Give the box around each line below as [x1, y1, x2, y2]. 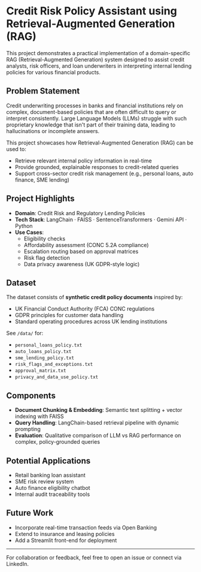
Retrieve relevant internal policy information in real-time [14, 157, 153, 164]
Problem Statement [6, 86, 80, 97]
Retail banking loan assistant [14, 472, 86, 478]
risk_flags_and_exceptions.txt [14, 362, 93, 368]
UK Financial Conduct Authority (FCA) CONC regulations [14, 305, 155, 312]
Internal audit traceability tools [14, 490, 90, 498]
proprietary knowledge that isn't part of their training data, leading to [6, 121, 176, 128]
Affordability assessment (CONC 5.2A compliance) [23, 241, 149, 248]
